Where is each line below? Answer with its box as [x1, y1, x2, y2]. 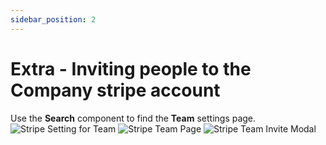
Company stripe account [10, 79, 221, 101]
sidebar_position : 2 [10, 14, 97, 25]
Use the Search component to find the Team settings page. [10, 112, 257, 124]
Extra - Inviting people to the [10, 57, 252, 80]
